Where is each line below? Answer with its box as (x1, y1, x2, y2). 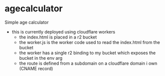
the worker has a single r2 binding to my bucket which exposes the (19, 50, 156, 56)
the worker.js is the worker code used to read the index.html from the (19, 39, 160, 45)
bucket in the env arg (19, 55, 63, 61)
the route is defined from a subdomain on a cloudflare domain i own (19, 60, 158, 66)
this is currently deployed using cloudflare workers (11, 29, 116, 35)
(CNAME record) (19, 65, 53, 72)
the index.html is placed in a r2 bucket (19, 34, 97, 40)
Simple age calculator (4, 19, 49, 25)
